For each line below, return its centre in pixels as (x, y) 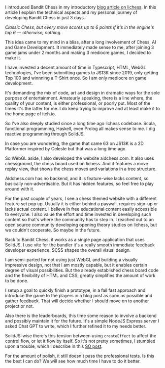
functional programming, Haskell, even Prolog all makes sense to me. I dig (80, 129)
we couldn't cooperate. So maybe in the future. (53, 230)
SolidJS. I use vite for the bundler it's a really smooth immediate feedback (80, 245)
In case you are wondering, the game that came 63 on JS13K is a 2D (74, 143)
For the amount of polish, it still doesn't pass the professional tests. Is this (80, 356)
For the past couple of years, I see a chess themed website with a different (81, 198)
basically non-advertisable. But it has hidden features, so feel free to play (80, 184)
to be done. (17, 281)
